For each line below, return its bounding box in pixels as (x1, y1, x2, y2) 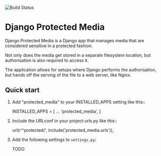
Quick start (5, 86, 40, 94)
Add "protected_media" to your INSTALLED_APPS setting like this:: (12, 99, 145, 104)
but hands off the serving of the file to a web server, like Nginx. (5, 72, 131, 78)
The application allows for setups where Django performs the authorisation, (5, 67, 157, 72)
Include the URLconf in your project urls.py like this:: (12, 118, 118, 123)
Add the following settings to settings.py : (12, 137, 96, 142)
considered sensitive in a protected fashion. (5, 43, 93, 49)
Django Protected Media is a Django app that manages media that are (5, 37, 144, 43)
